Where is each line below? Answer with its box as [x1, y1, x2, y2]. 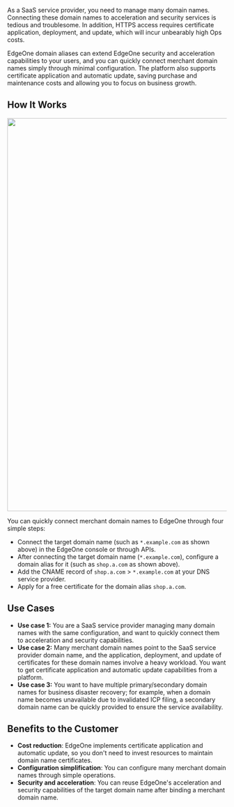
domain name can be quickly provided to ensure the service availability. [17, 702, 224, 711]
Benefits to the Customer [7, 723, 119, 735]
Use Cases [7, 602, 55, 614]
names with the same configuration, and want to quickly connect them [17, 628, 220, 637]
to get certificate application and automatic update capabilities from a [17, 665, 217, 674]
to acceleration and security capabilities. [17, 636, 134, 644]
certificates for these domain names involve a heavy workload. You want [17, 658, 226, 667]
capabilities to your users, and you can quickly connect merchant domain [7, 57, 218, 65]
